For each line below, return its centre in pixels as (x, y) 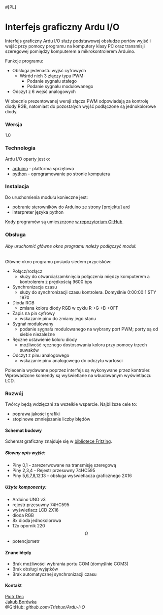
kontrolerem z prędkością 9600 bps (56, 282)
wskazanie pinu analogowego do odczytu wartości (71, 360)
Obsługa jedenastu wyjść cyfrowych (49, 70)
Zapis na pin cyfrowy (33, 313)
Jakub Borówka (21, 602)
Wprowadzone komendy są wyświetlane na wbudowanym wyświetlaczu (78, 375)
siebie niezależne (37, 334)
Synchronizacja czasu (35, 287)
